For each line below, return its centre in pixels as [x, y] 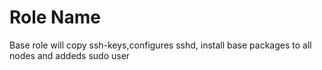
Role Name [55, 17]
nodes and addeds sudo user [70, 55]
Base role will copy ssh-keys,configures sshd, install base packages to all [160, 45]
